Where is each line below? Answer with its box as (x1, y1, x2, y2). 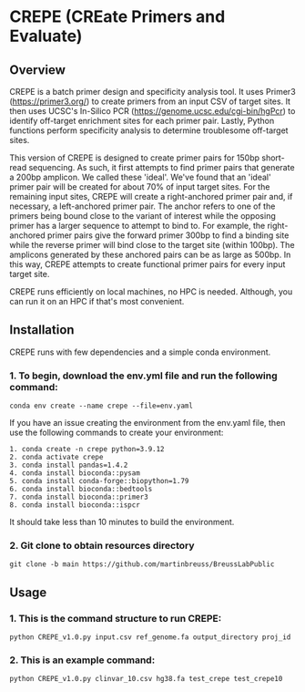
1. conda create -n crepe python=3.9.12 (9, 445, 166, 454)
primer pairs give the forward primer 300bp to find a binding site (46, 230, 290, 241)
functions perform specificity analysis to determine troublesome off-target (9, 125, 289, 136)
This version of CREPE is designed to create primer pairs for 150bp (9, 152, 260, 163)
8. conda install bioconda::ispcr (9, 501, 141, 510)
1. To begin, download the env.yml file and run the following (9, 369, 278, 382)
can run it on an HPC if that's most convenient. (9, 296, 185, 306)
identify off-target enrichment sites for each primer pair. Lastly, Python (9, 116, 275, 126)
